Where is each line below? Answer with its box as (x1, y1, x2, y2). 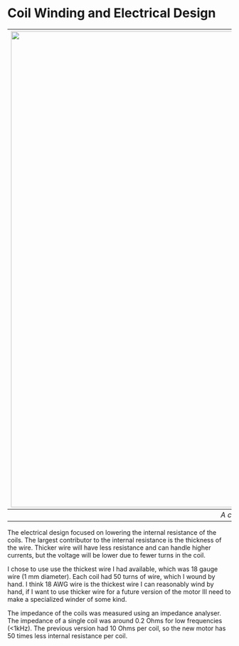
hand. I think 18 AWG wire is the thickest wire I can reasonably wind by (7, 580, 215, 588)
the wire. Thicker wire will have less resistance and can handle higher (7, 543, 211, 552)
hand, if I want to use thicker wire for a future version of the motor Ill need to (7, 587, 231, 596)
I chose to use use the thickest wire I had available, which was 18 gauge (7, 565, 218, 573)
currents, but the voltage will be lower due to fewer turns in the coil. (7, 550, 206, 559)
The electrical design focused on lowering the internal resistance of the (7, 528, 217, 536)
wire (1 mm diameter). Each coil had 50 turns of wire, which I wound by (7, 572, 216, 580)
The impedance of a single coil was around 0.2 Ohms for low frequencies (7, 616, 223, 625)
